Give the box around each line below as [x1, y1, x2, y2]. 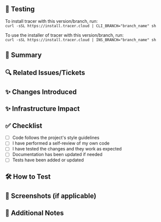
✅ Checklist [5, 121, 43, 130]
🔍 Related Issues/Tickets [5, 68, 85, 77]
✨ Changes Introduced [5, 87, 77, 96]
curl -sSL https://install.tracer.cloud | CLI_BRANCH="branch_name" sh [5, 23, 156, 28]
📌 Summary [5, 51, 42, 60]
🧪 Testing [5, 5, 35, 13]
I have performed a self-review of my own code [12, 140, 110, 147]
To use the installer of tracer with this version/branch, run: [5, 32, 124, 38]
